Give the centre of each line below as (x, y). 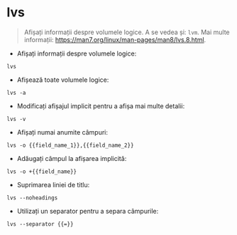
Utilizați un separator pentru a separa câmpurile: (88, 211)
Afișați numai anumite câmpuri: (62, 132)
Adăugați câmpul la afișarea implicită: (72, 158)
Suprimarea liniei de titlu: (53, 184)
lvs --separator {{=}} (40, 224)
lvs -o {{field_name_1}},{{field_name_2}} (70, 145)
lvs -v (16, 119)
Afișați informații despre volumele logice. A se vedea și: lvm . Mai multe (127, 32)
